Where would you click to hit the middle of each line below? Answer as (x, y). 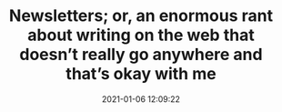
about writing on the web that (141, 35)
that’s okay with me (141, 74)
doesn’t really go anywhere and (141, 55)
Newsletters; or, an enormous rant (141, 16)
